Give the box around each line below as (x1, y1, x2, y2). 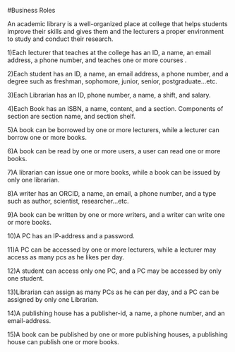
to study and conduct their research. (7, 35, 114, 43)
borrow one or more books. (7, 134, 87, 141)
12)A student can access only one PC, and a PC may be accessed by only (7, 266, 222, 275)
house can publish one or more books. (7, 338, 120, 346)
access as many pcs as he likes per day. (7, 253, 125, 261)
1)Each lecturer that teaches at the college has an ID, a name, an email (7, 49, 212, 57)
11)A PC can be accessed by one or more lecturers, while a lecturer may (7, 245, 217, 254)
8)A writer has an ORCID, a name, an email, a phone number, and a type (7, 189, 217, 197)
